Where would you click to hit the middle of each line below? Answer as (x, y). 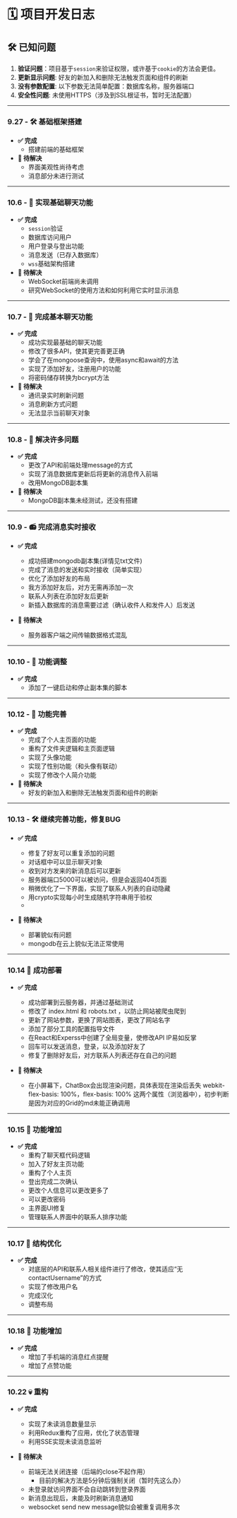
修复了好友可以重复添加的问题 (71, 853)
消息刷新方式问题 (53, 404)
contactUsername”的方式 (65, 1278)
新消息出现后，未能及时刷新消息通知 (81, 1498)
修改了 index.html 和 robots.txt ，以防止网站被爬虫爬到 (107, 1011)
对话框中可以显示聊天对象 (65, 862)
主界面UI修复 (47, 1208)
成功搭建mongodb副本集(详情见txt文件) (85, 561)
